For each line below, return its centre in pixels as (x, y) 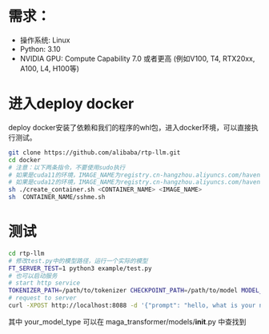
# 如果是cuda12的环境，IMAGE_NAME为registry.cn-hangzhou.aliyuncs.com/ (125, 182)
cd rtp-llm (26, 253)
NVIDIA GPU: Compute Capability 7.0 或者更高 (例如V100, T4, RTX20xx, (137, 58)
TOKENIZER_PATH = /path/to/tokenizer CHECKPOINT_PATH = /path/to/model (123, 291)
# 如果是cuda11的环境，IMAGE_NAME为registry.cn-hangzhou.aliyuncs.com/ (125, 175)
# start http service (44, 283)
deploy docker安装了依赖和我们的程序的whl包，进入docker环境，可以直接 (130, 127)
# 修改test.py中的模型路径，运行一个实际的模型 (78, 260)
